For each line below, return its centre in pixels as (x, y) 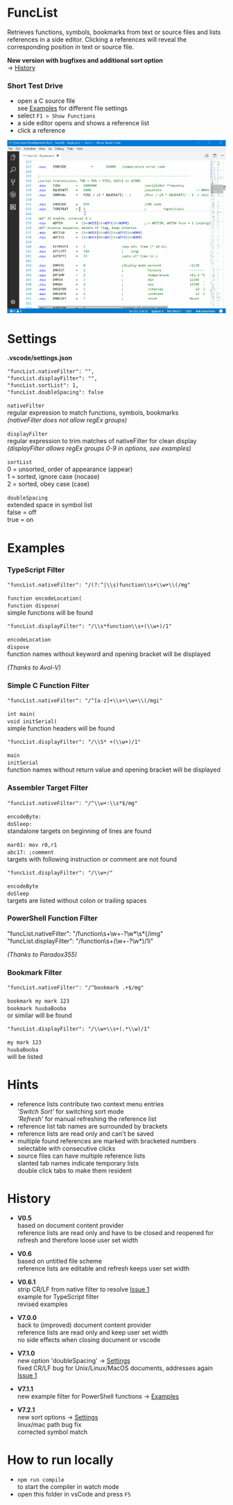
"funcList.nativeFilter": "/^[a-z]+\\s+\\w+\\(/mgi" (85, 701)
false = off (22, 512)
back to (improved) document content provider (84, 1325)
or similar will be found (40, 1016)
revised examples (42, 1304)
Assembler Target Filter (48, 788)
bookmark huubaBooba (37, 1009)
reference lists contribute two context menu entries (90, 1104)
